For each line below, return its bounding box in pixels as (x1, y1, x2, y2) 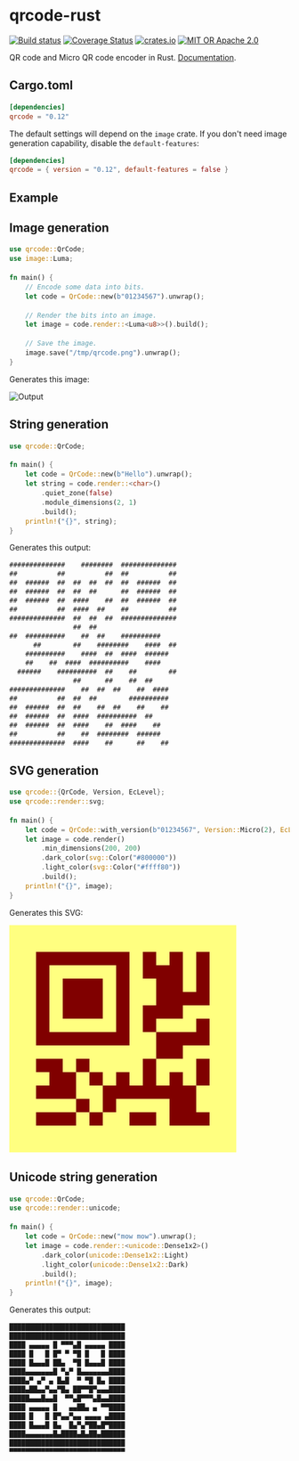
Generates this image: (9, 373, 90, 384)
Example (9, 190, 59, 205)
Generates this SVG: (9, 907, 84, 918)
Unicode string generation (9, 1170, 158, 1185)
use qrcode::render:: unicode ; (9, 1204, 122, 1212)
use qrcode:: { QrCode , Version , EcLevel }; (9, 788, 166, 797)
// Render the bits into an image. (25, 311, 158, 320)
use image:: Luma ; (9, 255, 74, 264)
